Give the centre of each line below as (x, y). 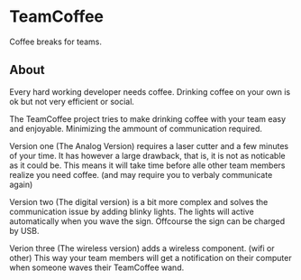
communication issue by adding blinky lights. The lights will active (132, 211)
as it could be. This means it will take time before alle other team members (147, 165)
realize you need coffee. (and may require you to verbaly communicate (141, 174)
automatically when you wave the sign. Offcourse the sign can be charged (147, 221)
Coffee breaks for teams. (55, 42)
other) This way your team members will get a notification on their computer (150, 257)
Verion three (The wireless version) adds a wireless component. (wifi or (142, 248)
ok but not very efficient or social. (72, 101)
